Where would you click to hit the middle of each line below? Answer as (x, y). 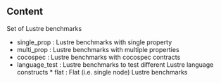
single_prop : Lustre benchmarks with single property (94, 42)
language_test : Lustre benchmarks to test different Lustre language (115, 64)
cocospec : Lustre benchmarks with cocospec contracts (99, 57)
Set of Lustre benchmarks (44, 28)
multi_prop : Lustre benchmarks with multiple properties (98, 49)
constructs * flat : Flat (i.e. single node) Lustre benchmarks (102, 72)
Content (25, 12)
